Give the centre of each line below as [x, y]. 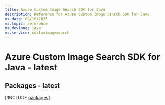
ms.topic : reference [27, 23]
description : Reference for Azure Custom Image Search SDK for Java [77, 14]
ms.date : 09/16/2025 [27, 19]
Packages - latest [33, 86]
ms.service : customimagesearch [37, 33]
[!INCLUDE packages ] [27, 97]
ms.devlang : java [23, 28]
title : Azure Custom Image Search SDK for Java [55, 10]
